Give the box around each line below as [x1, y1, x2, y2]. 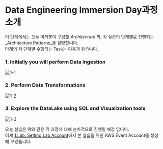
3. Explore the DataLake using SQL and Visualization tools [5, 105, 146, 112]
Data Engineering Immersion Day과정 [5, 4, 158, 16]
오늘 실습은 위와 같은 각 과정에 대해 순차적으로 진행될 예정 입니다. [5, 126, 130, 132]
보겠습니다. [10, 138, 32, 144]
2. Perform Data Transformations [5, 82, 86, 88]
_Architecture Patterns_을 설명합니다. [5, 40, 79, 45]
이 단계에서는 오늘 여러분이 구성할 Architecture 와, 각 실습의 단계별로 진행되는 [5, 34, 154, 40]
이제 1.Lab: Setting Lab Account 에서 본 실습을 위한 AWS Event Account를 [5, 132, 150, 138]
